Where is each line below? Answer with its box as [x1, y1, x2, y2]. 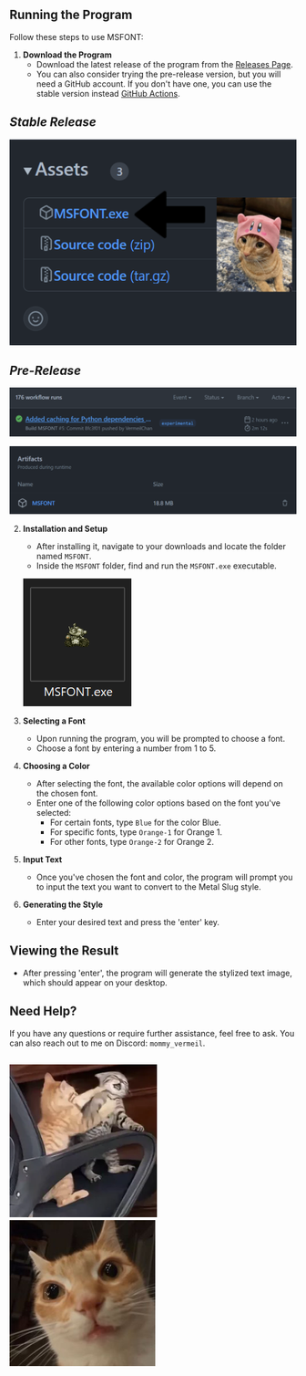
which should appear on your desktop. [22, 976, 168, 988]
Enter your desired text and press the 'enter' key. [36, 917, 220, 928]
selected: [36, 808, 71, 818]
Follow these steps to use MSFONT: [9, 31, 144, 42]
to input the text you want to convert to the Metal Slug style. [36, 881, 261, 892]
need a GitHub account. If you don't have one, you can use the [36, 78, 272, 89]
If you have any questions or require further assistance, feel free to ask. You [9, 1027, 295, 1038]
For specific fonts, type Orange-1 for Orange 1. [49, 827, 223, 838]
